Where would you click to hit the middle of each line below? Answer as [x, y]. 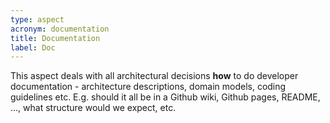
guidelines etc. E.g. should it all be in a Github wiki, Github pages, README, [165, 97]
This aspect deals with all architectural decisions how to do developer [154, 76]
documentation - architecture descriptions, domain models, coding [148, 87]
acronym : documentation [60, 29]
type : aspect [37, 19]
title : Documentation [55, 38]
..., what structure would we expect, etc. [93, 108]
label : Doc [33, 47]
